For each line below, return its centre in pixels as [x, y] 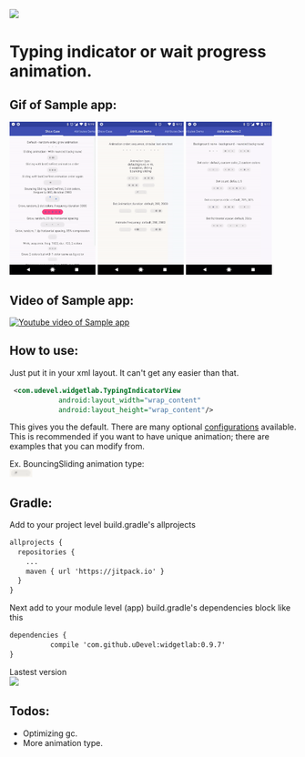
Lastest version [38, 671]
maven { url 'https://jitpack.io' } [96, 571]
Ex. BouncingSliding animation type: [77, 464]
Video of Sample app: [72, 300]
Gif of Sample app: [63, 105]
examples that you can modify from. [77, 447]
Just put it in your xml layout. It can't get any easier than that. [124, 372]
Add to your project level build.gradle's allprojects [102, 524]
